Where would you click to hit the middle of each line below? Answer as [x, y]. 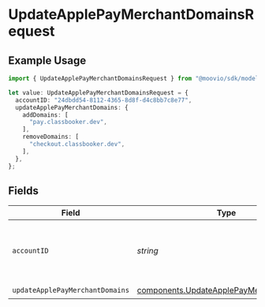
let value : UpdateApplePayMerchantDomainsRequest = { [99, 92]
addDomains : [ [45, 115]
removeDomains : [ [51, 137]
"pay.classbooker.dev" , [68, 122]
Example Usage [47, 60]
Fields [24, 191]
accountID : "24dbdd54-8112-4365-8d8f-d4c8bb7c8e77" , [104, 100]
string [148, 251]
